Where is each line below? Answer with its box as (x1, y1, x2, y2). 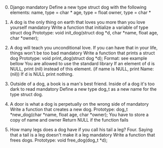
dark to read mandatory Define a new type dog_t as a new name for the (9, 86, 157, 92)
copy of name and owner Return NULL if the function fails (9, 117, 129, 123)
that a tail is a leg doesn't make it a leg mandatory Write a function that (9, 132, 156, 138)
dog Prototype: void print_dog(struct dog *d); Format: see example (9, 55, 148, 61)
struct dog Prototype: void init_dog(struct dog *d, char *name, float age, (9, 30, 159, 35)
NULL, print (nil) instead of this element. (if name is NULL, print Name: (9, 66, 154, 72)
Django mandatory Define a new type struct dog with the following (9, 4, 147, 10)
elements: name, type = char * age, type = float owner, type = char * (9, 9, 151, 15)
